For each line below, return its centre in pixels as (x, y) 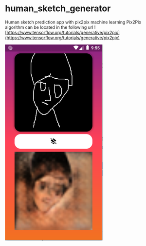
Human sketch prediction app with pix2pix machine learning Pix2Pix (73, 22)
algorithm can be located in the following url (49, 27)
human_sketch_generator (58, 9)
